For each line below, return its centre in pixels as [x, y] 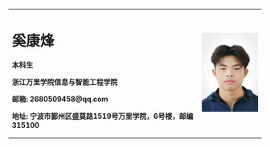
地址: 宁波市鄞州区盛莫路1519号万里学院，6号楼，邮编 [102, 116]
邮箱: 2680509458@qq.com [60, 99]
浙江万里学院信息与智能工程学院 [65, 82]
